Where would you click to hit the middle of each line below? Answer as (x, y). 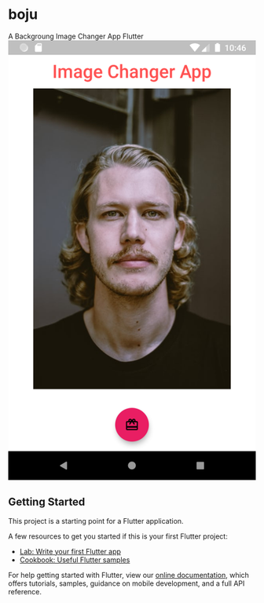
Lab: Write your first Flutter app (70, 551)
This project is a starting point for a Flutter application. (96, 521)
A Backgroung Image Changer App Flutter (76, 36)
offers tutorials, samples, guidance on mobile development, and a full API (126, 583)
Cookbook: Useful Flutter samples (75, 560)
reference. (25, 591)
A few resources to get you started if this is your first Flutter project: (118, 536)
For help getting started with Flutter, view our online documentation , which (129, 575)
